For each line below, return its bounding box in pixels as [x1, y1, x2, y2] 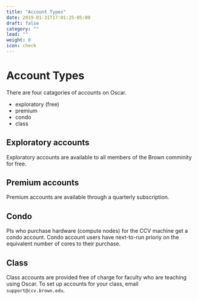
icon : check [6, 43, 36, 49]
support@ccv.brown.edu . [6, 287, 65, 294]
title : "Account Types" [6, 8, 67, 15]
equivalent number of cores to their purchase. [6, 240, 121, 247]
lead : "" [6, 32, 28, 38]
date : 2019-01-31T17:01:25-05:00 [6, 15, 91, 21]
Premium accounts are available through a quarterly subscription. [6, 193, 170, 201]
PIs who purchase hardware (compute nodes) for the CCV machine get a [6, 227, 188, 235]
